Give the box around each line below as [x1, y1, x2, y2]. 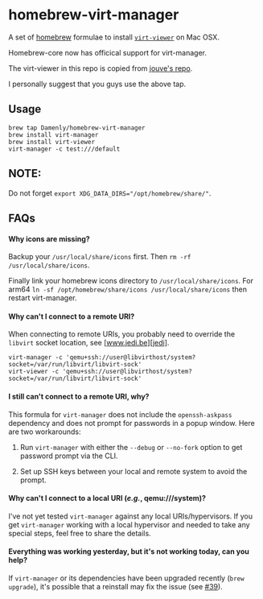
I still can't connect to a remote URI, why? [8, 391, 150, 401]
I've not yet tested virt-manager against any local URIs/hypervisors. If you [8, 511, 253, 521]
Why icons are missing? [8, 233, 90, 243]
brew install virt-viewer [8, 138, 95, 146]
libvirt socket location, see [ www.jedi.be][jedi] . [8, 338, 170, 348]
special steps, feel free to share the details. [8, 528, 151, 538]
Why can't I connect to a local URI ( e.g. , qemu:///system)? [8, 494, 207, 503]
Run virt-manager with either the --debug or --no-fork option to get [19, 442, 243, 452]
